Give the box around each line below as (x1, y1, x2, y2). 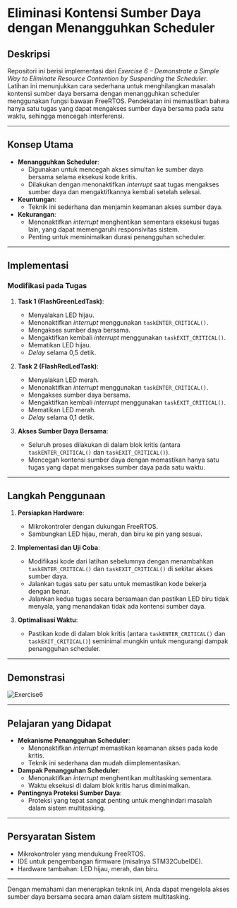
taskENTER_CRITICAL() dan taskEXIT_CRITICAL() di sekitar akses (28, 565, 214, 573)
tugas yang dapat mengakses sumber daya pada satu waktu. (28, 462, 206, 471)
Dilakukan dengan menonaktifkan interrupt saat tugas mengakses (28, 180, 219, 189)
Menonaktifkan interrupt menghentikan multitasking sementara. (28, 773, 213, 782)
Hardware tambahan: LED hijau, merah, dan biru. (17, 864, 159, 873)
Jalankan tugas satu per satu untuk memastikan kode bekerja (28, 580, 207, 588)
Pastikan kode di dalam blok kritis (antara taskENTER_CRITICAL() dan (28, 630, 226, 638)
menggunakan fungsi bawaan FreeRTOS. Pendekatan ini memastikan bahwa (7, 97, 229, 105)
